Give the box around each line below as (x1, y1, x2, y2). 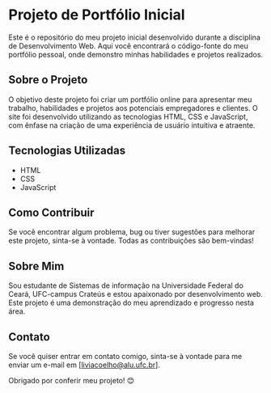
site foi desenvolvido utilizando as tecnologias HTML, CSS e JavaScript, (8, 112, 248, 121)
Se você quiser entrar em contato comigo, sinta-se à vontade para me (8, 352, 243, 361)
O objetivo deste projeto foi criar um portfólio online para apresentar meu (8, 95, 252, 104)
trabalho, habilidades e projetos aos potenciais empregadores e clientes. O (8, 103, 259, 112)
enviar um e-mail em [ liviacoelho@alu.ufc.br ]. (8, 360, 160, 370)
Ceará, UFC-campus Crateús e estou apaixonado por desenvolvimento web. (8, 289, 263, 299)
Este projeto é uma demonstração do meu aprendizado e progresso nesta (8, 298, 255, 308)
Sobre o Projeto (8, 73, 88, 87)
